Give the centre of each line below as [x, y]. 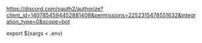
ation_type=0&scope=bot [38, 21]
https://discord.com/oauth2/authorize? [55, 9]
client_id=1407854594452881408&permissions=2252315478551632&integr [101, 15]
